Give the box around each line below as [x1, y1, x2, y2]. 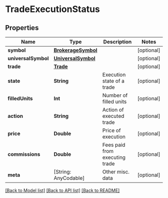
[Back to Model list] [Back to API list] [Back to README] [5, 187, 120, 193]
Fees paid [102, 141, 125, 148]
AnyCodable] [53, 174, 85, 181]
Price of [102, 127, 121, 134]
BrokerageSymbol [53, 47, 97, 54]
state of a [102, 78, 125, 84]
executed [102, 113, 124, 119]
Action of [102, 106, 124, 113]
